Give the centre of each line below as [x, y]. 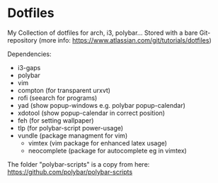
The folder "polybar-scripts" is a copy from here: [79, 164]
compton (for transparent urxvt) [64, 90]
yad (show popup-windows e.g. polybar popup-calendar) [102, 105]
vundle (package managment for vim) [73, 135]
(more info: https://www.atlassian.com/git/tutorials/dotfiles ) [125, 40]
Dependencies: [29, 54]
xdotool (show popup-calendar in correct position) [91, 113]
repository [22, 40]
